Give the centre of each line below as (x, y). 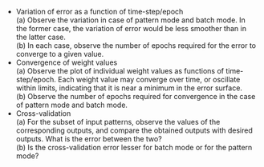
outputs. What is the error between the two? (89, 139)
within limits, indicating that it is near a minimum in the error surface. (129, 88)
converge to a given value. (60, 54)
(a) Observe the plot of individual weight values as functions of (120, 71)
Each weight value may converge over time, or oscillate (149, 80)
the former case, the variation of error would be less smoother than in (131, 28)
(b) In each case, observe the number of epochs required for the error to (136, 46)
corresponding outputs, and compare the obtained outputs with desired (134, 130)
